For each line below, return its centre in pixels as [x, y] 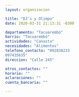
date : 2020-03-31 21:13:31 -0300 [40, 23]
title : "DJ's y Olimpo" [30, 19]
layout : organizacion [28, 10]
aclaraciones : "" [23, 78]
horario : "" [17, 73]
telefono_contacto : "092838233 [38, 50]
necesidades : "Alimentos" [32, 46]
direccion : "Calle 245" [30, 60]
